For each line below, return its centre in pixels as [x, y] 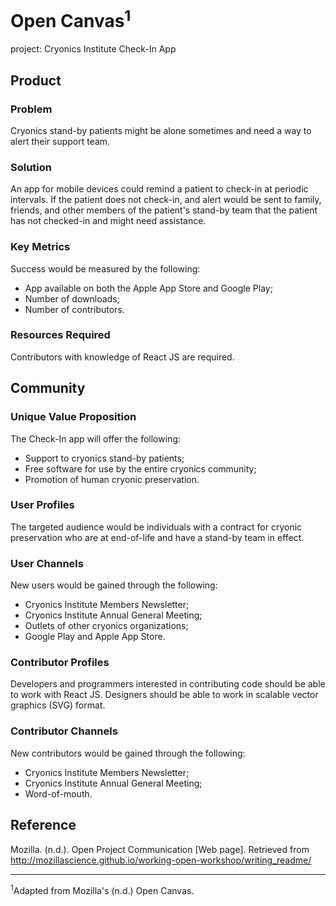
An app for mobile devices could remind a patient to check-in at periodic [159, 189]
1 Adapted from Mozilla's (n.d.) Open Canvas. [102, 889]
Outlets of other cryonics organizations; [106, 626]
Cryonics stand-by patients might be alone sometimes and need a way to [161, 130]
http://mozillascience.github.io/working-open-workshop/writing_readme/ [161, 860]
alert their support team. [60, 141]
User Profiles [42, 505]
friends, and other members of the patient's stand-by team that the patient [164, 210]
